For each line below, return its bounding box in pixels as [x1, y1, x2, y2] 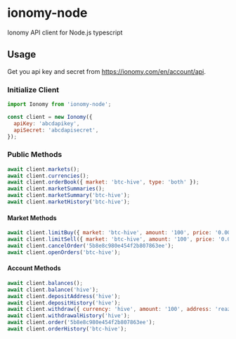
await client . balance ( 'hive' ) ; [7, 286, 99, 293]
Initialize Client [7, 84, 60, 94]
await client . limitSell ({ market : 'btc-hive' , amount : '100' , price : [7, 236, 216, 243]
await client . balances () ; [7, 279, 83, 286]
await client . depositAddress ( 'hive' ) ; [7, 293, 121, 300]
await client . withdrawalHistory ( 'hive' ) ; [7, 312, 131, 319]
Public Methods [7, 150, 63, 160]
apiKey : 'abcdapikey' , [13, 120, 80, 127]
